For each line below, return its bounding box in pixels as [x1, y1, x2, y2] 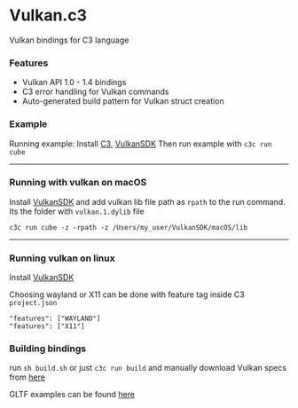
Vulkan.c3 [9, 5, 87, 26]
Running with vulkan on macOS [9, 177, 147, 189]
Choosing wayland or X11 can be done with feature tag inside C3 [9, 289, 246, 300]
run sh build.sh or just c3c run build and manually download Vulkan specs [9, 363, 286, 373]
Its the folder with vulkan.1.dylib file [9, 206, 145, 216]
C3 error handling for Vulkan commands [21, 86, 169, 98]
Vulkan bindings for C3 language [9, 35, 129, 45]
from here [9, 372, 46, 382]
